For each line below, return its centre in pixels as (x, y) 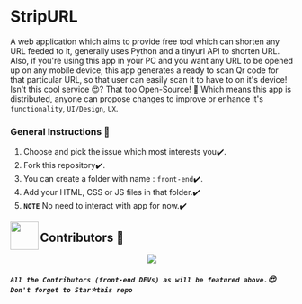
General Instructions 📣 (60, 131)
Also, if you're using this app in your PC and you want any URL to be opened (152, 60)
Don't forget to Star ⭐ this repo (71, 289)
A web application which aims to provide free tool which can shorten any (145, 41)
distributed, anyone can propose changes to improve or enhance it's (137, 98)
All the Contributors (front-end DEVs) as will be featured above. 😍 (143, 279)
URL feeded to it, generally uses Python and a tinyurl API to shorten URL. (145, 50)
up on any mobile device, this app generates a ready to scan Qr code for (145, 70)
